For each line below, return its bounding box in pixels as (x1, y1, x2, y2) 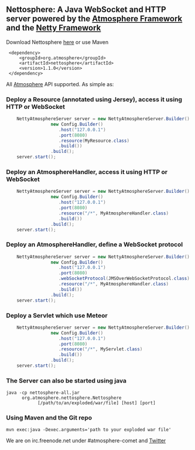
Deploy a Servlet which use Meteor (6, 311, 108, 319)
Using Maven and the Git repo (6, 414, 93, 422)
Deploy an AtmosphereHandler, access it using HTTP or (6, 168, 168, 176)
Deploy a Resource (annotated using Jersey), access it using (6, 95, 183, 103)
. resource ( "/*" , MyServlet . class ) (58, 346, 143, 352)
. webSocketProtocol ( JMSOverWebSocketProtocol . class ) (58, 275, 190, 282)
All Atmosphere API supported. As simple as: (6, 80, 114, 87)
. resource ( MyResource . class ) (58, 138, 130, 144)
